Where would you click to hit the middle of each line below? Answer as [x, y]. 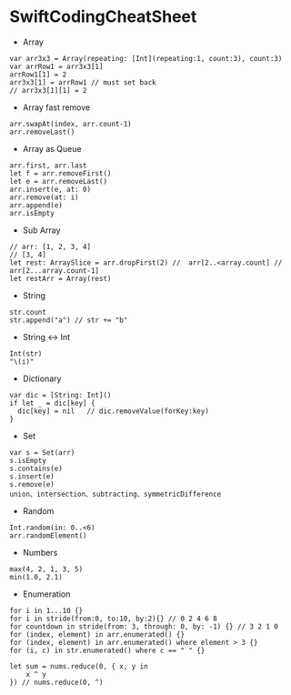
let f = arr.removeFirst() [60, 173]
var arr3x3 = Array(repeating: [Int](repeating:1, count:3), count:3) [146, 58]
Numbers [40, 552]
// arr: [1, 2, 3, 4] [50, 247]
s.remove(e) [32, 484]
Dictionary [42, 378]
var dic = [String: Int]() [60, 395]
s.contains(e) [36, 468]
